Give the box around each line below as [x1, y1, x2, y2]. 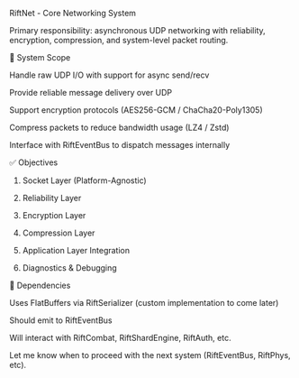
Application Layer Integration [22, 245, 131, 255]
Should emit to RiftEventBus [9, 315, 113, 326]
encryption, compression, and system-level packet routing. [9, 35, 229, 45]
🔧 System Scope [9, 52, 71, 62]
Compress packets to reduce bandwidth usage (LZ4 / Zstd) [9, 122, 230, 133]
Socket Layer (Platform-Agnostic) [22, 175, 147, 186]
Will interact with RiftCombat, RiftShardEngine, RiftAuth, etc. [9, 333, 231, 343]
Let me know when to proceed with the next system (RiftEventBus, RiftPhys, [9, 350, 291, 360]
